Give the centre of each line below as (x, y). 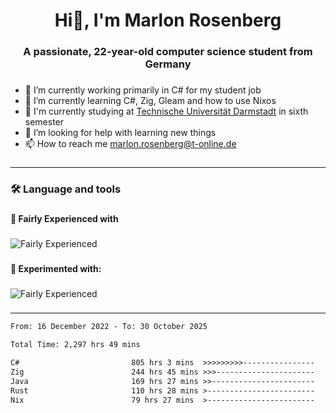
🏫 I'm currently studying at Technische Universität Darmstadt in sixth (166, 111)
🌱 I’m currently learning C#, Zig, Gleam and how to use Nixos (150, 101)
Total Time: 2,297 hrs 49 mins (75, 345)
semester (44, 122)
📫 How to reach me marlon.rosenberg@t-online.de (130, 144)
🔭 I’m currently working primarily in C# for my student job (143, 90)
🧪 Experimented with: (56, 268)
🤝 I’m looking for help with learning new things (120, 133)
